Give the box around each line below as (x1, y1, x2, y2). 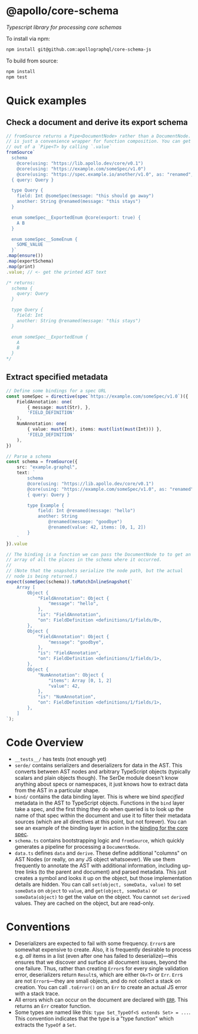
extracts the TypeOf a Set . (14, 1021, 77, 1028)
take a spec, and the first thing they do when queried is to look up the (14, 805, 184, 812)
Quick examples (6, 94, 87, 107)
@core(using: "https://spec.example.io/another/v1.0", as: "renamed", (16, 171, 194, 178)
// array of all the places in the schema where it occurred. (6, 557, 162, 563)
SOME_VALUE (16, 242, 44, 248)
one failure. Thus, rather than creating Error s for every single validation (14, 964, 189, 971)
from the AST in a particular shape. (14, 786, 100, 794)
